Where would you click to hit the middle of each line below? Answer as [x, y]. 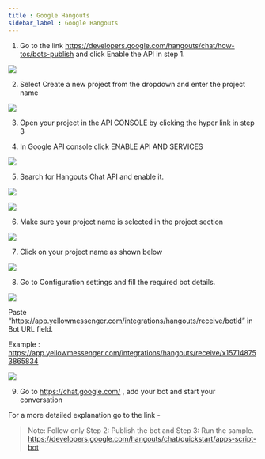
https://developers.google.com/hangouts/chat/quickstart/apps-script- [142, 438]
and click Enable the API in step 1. [130, 54]
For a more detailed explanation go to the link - [84, 415]
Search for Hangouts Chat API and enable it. [92, 176]
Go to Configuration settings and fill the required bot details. [117, 282]
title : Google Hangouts [49, 15]
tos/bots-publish [47, 54]
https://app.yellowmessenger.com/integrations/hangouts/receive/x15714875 [132, 352]
